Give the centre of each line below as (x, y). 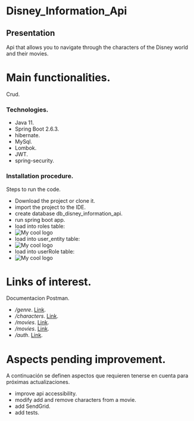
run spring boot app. (40, 219)
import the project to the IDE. (50, 207)
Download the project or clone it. (55, 200)
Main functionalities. (58, 78)
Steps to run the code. (34, 189)
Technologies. (27, 110)
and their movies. (27, 54)
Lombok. (26, 148)
